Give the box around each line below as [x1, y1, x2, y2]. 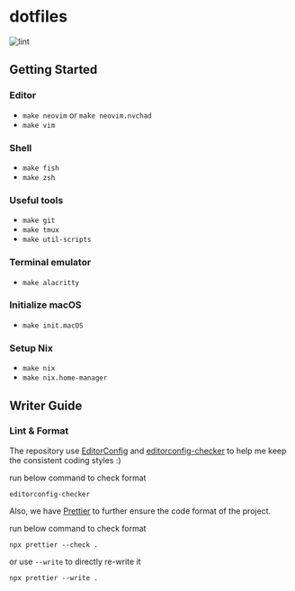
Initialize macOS [9, 299, 83, 311]
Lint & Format [9, 425, 69, 437]
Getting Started [9, 62, 98, 77]
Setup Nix [9, 342, 54, 354]
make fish [22, 164, 60, 173]
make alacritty [22, 278, 80, 287]
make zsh [22, 173, 56, 182]
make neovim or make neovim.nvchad [22, 110, 152, 121]
